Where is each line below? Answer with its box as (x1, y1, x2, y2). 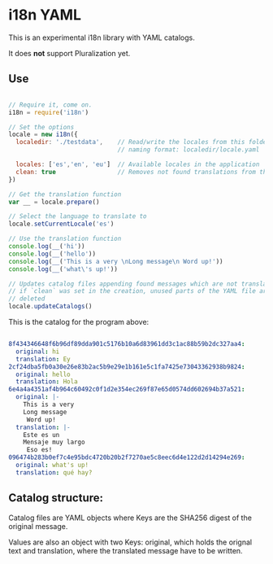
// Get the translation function (8, 190, 122, 199)
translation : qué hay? (15, 468, 93, 477)
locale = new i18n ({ (8, 130, 79, 139)
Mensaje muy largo (23, 438, 85, 447)
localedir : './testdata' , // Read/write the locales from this (15, 138, 245, 146)
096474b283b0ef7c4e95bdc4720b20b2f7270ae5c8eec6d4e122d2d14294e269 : (8, 453, 245, 461)
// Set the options (8, 123, 75, 131)
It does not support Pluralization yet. (8, 48, 131, 58)
